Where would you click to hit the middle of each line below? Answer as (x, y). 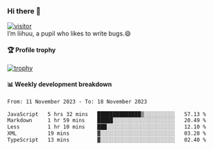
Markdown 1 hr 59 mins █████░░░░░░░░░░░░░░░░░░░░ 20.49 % (107, 121)
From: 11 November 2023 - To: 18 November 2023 (77, 101)
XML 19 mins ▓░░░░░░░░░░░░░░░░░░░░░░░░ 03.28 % (107, 134)
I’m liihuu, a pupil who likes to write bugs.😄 (69, 33)
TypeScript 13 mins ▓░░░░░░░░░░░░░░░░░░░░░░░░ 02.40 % (107, 140)
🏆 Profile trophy (32, 50)
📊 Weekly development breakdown (60, 84)
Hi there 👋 (24, 11)
